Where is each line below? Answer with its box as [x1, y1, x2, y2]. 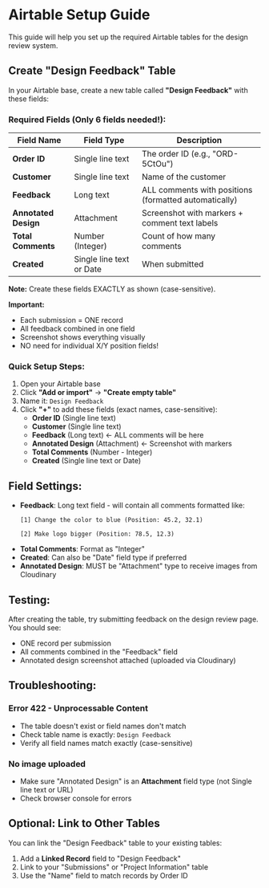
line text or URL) [19, 784, 74, 794]
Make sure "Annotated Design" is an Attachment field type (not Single [19, 776, 252, 786]
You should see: [8, 622, 62, 632]
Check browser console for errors [19, 793, 132, 803]
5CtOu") [141, 158, 174, 169]
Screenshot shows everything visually [19, 332, 146, 342]
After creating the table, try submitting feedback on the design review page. [8, 614, 259, 624]
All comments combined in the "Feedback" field [19, 646, 178, 656]
